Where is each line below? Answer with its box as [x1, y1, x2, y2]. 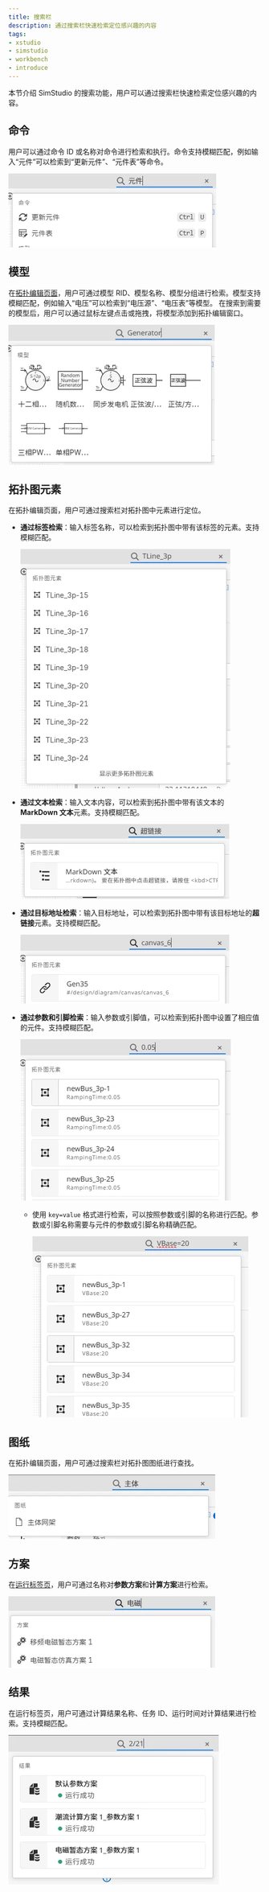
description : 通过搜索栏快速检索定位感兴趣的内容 [8, 21, 157, 30]
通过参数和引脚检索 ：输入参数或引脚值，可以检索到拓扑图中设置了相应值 [19, 1013, 259, 1022]
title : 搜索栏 [8, 13, 52, 21]
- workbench [8, 56, 48, 64]
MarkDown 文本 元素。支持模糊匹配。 [19, 808, 145, 817]
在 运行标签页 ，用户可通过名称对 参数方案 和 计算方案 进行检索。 [8, 1579, 213, 1589]
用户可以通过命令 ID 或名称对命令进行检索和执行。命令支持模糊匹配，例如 [8, 146, 251, 156]
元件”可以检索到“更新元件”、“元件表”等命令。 [18, 157, 168, 167]
